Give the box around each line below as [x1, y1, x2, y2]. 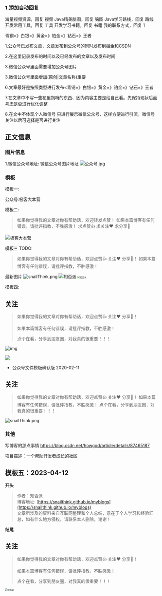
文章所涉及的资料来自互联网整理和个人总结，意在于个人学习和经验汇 [17, 510, 154, 516]
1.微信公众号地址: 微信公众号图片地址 [5, 161, 79, 167]
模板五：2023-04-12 [5, 468, 69, 477]
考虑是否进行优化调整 [5, 101, 48, 107]
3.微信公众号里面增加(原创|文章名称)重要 [5, 74, 86, 80]
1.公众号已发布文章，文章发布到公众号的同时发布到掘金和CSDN [5, 43, 131, 49]
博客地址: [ [17, 499, 38, 505]
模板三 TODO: [5, 245, 33, 251]
